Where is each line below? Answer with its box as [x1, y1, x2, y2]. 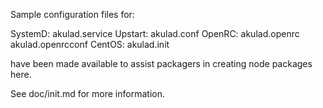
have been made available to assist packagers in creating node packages [10, 58, 313, 69]
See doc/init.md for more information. [10, 88, 165, 99]
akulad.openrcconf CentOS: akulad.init [10, 39, 170, 50]
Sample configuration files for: [10, 9, 135, 20]
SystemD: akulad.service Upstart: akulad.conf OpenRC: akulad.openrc [10, 28, 300, 39]
